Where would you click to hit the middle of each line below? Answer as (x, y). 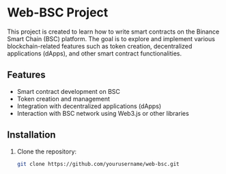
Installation (31, 135)
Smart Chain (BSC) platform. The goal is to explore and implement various (111, 38)
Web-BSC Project (58, 13)
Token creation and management (63, 99)
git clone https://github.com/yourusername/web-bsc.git (98, 164)
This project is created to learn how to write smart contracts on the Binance (113, 32)
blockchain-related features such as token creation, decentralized (100, 46)
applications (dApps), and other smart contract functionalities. (95, 53)
